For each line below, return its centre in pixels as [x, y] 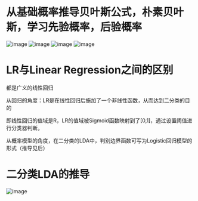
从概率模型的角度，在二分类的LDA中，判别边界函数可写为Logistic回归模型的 [99, 140]
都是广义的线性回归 [30, 88]
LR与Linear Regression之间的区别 [90, 70]
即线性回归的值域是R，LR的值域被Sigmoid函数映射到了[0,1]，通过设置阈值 [97, 120]
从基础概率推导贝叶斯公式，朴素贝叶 [95, 12]
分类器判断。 [27, 128]
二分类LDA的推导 [48, 174]
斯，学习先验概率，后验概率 [74, 27]
